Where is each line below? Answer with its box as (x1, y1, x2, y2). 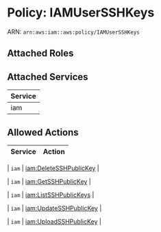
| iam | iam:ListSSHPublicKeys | (7, 191, 95, 199)
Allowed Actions (7, 126, 79, 138)
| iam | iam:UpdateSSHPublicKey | (7, 204, 102, 212)
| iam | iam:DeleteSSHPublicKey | (7, 164, 99, 172)
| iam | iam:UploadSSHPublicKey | (7, 217, 101, 225)
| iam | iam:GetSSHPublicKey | (7, 177, 91, 185)
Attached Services (7, 71, 88, 83)
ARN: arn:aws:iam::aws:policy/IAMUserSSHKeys (7, 28, 140, 36)
